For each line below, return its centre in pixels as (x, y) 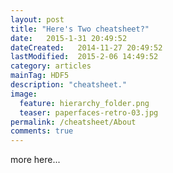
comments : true (42, 131)
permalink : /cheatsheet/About (73, 122)
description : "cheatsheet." (69, 85)
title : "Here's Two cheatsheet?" (80, 29)
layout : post (37, 19)
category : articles (51, 66)
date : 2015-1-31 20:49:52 (69, 38)
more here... (35, 160)
